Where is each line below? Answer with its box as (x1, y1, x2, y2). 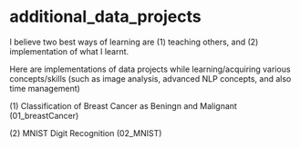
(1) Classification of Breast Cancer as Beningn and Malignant (9, 100, 237, 111)
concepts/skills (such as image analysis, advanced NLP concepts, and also (9, 73, 292, 84)
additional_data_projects (9, 6, 202, 27)
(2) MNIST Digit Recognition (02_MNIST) (9, 127, 162, 138)
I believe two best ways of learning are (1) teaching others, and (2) (9, 36, 259, 47)
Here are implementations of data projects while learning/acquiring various (9, 64, 291, 74)
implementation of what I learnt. (9, 45, 129, 56)
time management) (9, 83, 80, 94)
